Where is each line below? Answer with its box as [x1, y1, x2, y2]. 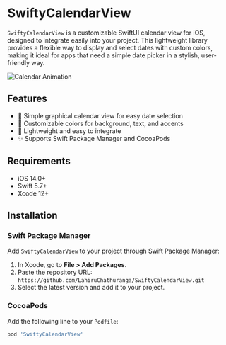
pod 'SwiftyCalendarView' [7, 331, 83, 338]
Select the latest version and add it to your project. [17, 283, 165, 292]
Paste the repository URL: [17, 268, 93, 277]
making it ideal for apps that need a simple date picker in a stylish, [7, 51, 200, 60]
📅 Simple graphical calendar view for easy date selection [17, 111, 184, 120]
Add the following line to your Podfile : [7, 317, 119, 325]
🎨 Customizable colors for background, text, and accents [17, 119, 184, 128]
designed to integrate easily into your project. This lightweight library [7, 35, 208, 44]
